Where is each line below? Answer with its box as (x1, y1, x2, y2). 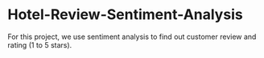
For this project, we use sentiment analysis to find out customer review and (7, 32, 257, 41)
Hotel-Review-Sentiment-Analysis (7, 6, 243, 24)
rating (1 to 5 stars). (7, 40, 72, 49)
